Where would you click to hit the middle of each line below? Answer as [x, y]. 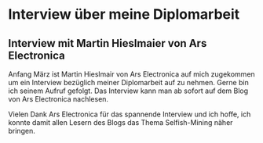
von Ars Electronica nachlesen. [58, 99]
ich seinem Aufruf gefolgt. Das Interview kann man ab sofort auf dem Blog [128, 91]
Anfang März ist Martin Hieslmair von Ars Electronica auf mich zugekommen [131, 74]
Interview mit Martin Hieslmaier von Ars [108, 43]
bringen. [22, 131]
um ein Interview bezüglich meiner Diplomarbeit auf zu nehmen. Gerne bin [128, 82]
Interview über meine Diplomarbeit [124, 14]
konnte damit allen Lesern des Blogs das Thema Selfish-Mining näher [121, 122]
